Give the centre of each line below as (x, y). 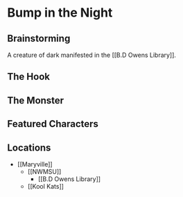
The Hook (29, 77)
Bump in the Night (60, 13)
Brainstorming (39, 38)
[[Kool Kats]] (46, 186)
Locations (29, 147)
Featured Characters (53, 124)
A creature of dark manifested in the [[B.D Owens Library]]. (92, 55)
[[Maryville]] (35, 164)
